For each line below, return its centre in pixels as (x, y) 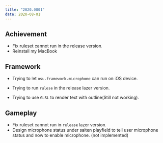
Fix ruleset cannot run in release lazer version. (59, 125)
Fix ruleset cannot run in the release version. (57, 46)
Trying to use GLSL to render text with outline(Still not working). (75, 98)
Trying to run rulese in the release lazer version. (61, 88)
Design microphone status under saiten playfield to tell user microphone (85, 130)
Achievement (26, 34)
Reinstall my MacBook (35, 51)
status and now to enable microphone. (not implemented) (70, 135)
